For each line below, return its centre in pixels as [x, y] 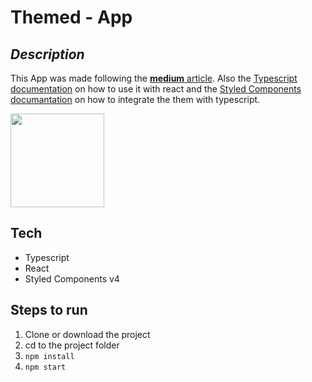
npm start [45, 367]
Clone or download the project [87, 334]
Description [47, 54]
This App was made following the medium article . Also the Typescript [154, 78]
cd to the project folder [72, 345]
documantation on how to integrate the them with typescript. [135, 99]
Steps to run [49, 310]
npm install [49, 356]
